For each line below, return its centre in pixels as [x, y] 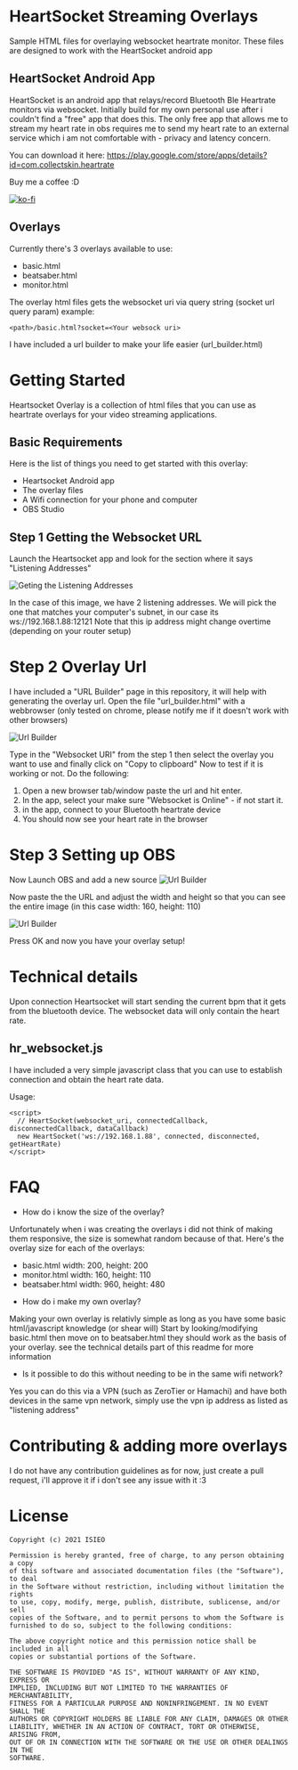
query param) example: [52, 311]
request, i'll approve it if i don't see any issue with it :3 [108, 1480]
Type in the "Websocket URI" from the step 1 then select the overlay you [141, 755]
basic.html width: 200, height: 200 [85, 1265]
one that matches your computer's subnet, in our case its [114, 613]
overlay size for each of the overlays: [77, 1247]
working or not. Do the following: [69, 774]
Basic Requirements [66, 442]
